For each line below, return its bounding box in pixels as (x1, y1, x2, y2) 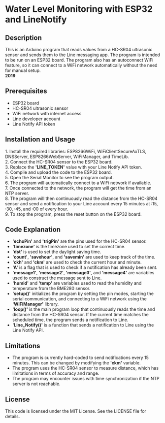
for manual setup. (5, 67, 41, 73)
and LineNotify (5, 14, 67, 25)
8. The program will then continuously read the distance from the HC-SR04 (5, 195, 158, 201)
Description (5, 33, 42, 42)
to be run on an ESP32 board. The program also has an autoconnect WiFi (5, 57, 154, 63)
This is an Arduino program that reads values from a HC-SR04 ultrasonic (5, 47, 153, 52)
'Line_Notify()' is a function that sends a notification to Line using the (12, 322, 154, 328)
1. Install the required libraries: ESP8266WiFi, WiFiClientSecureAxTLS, (5, 148, 147, 154)
